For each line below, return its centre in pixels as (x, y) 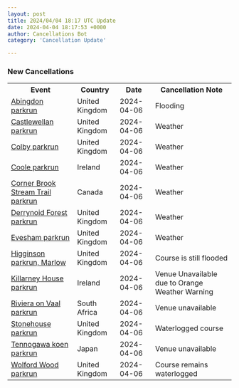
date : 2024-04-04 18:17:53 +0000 (57, 27)
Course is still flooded (192, 258)
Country (95, 90)
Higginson (28, 253)
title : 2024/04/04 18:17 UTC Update (62, 21)
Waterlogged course (190, 328)
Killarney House (37, 278)
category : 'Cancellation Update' (57, 41)
